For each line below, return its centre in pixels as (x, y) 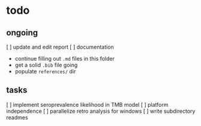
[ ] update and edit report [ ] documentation (60, 47)
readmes (17, 117)
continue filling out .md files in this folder (65, 58)
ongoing (22, 33)
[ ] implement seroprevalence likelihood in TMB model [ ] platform (87, 104)
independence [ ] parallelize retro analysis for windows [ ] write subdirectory (101, 111)
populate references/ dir (45, 71)
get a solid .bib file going (46, 65)
